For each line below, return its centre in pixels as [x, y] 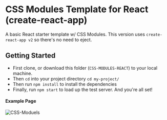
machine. [23, 73]
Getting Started [30, 56]
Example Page [21, 101]
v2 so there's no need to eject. [60, 40]
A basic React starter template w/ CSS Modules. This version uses [75, 34]
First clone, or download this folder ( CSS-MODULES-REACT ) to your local [85, 68]
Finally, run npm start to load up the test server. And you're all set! [82, 89]
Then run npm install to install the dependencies [65, 84]
